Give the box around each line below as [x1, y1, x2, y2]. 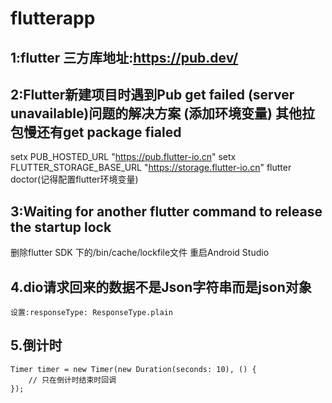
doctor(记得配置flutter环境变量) [10, 173, 139, 186]
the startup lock [10, 218, 112, 236]
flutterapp [10, 7, 96, 30]
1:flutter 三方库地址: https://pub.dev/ [10, 49, 239, 66]
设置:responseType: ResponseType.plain [10, 308, 174, 318]
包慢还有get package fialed [10, 123, 182, 141]
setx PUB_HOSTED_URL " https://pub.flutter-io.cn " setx [10, 151, 237, 163]
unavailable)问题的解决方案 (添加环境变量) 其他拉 [10, 105, 315, 122]
